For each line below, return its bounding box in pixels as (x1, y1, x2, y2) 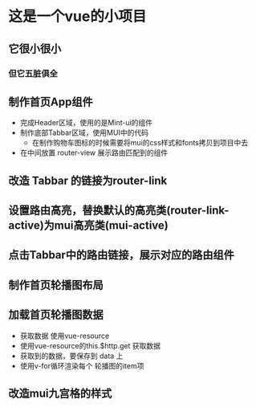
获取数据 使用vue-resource (19, 331, 110, 340)
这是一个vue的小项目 (8, 7, 147, 26)
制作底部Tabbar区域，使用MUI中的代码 (19, 128, 148, 137)
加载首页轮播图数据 (8, 308, 104, 322)
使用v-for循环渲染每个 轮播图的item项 (19, 360, 144, 370)
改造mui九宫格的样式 (8, 387, 112, 401)
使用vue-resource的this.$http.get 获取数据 (19, 340, 161, 350)
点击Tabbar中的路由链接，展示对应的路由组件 (8, 248, 235, 262)
